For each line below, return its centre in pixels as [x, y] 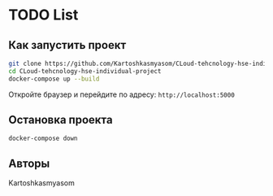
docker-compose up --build [54, 79]
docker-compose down [43, 139]
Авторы [29, 163]
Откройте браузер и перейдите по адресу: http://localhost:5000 [122, 94]
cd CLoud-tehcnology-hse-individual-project [85, 71]
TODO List [43, 15]
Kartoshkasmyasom [41, 183]
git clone [25, 63]
